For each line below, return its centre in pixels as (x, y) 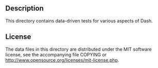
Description (24, 8)
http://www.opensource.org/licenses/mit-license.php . (62, 60)
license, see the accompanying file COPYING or (56, 54)
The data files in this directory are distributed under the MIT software (78, 49)
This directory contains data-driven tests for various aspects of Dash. (79, 20)
